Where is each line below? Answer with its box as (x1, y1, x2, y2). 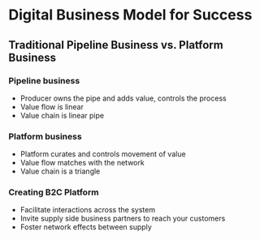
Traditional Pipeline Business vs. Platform (8, 38, 223, 52)
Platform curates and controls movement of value (19, 149, 186, 159)
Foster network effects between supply (19, 222, 152, 232)
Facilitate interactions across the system (19, 205, 156, 215)
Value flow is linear (19, 101, 84, 111)
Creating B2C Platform (8, 186, 99, 198)
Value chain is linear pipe (19, 110, 104, 120)
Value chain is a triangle (19, 166, 101, 176)
